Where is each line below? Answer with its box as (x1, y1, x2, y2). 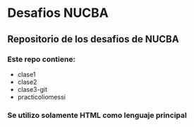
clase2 (17, 78, 37, 86)
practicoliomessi (17, 92, 66, 101)
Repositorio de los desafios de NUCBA (7, 33, 179, 45)
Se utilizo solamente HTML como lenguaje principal (7, 110, 187, 120)
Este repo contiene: (7, 54, 76, 64)
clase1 (17, 70, 36, 78)
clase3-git (17, 85, 48, 93)
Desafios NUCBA (7, 5, 109, 21)
